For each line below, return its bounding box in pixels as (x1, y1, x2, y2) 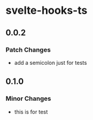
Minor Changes (5, 94, 51, 103)
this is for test (14, 108, 48, 115)
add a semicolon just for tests (14, 59, 87, 66)
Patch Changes (5, 46, 51, 54)
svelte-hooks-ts (5, 4, 88, 17)
